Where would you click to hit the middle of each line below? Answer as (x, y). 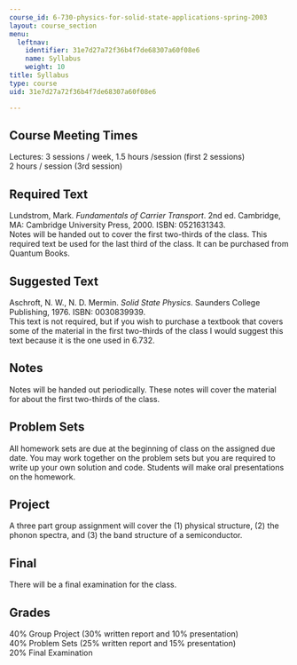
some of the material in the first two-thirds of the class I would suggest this (146, 330)
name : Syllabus (53, 59)
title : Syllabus (39, 75)
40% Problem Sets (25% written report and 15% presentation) (123, 643)
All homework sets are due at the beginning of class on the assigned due (142, 448)
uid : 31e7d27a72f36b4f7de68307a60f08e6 (83, 91)
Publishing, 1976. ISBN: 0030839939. (78, 312)
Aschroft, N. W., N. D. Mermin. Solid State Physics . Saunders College (135, 302)
